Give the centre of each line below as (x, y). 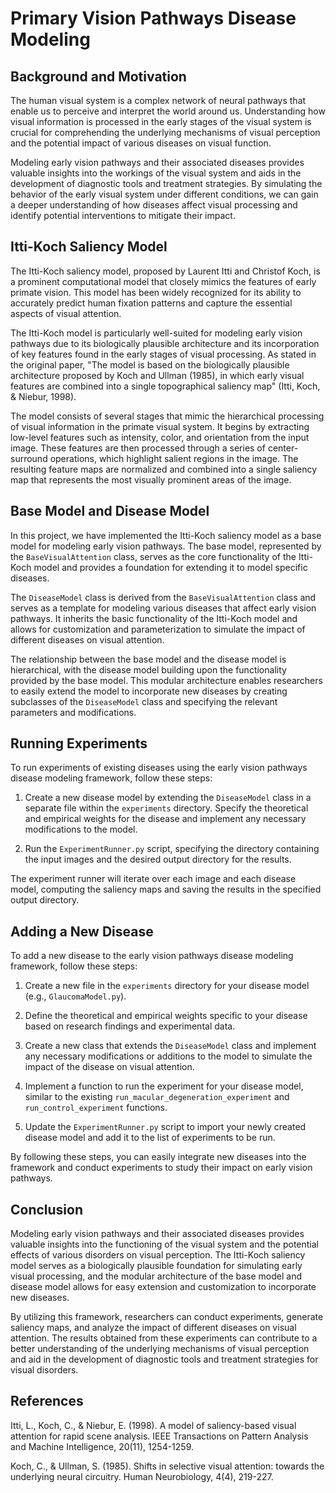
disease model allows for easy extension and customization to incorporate (163, 1287)
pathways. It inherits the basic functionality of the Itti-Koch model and (154, 618)
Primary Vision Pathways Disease (153, 18)
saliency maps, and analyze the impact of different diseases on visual (153, 1328)
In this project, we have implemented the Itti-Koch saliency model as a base (166, 535)
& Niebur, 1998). (43, 396)
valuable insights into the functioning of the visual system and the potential (164, 1244)
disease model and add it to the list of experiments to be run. (150, 1138)
